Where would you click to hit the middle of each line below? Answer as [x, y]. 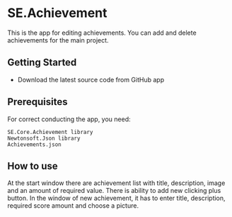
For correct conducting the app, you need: [69, 119]
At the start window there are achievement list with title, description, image [116, 183]
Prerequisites [37, 102]
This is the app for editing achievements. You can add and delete [102, 33]
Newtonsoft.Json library [44, 138]
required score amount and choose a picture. [73, 206]
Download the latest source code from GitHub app [91, 79]
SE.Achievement [57, 13]
